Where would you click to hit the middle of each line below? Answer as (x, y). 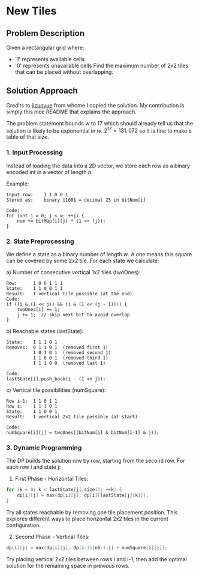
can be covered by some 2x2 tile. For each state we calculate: (83, 261)
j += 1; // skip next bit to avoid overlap (73, 315)
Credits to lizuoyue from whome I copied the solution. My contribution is (95, 105)
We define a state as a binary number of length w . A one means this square (99, 254)
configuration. (23, 525)
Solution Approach (42, 91)
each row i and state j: (34, 467)
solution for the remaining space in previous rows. (68, 565)
